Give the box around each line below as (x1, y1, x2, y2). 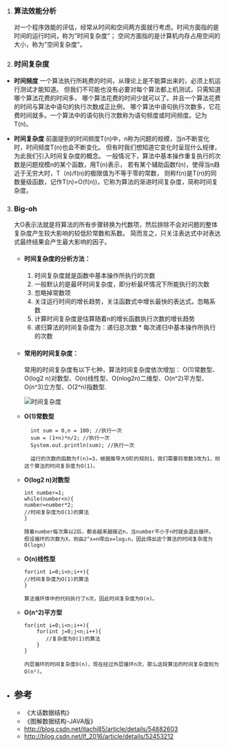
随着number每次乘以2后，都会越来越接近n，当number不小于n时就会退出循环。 (23, 529, 214, 536)
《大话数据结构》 (23, 708, 73, 717)
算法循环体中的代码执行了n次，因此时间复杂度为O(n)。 (23, 596, 158, 603)
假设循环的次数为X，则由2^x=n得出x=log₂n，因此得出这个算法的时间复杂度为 (23, 536, 214, 543)
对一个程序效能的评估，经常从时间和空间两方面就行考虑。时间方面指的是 (13, 23, 219, 32)
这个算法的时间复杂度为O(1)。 (23, 463, 99, 470)
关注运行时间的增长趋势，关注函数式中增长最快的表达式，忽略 (34, 297, 210, 305)
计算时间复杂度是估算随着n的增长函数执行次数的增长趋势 (34, 314, 195, 323)
